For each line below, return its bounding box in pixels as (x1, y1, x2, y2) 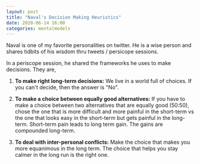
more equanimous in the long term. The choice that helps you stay (14, 145, 179, 152)
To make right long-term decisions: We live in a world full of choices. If (14, 78, 192, 85)
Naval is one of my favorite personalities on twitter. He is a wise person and (6, 42, 192, 49)
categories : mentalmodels (6, 25, 70, 32)
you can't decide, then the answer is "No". (14, 84, 119, 91)
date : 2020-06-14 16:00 (6, 20, 66, 26)
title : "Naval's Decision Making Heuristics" (6, 14, 121, 20)
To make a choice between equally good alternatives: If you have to (14, 95, 186, 103)
